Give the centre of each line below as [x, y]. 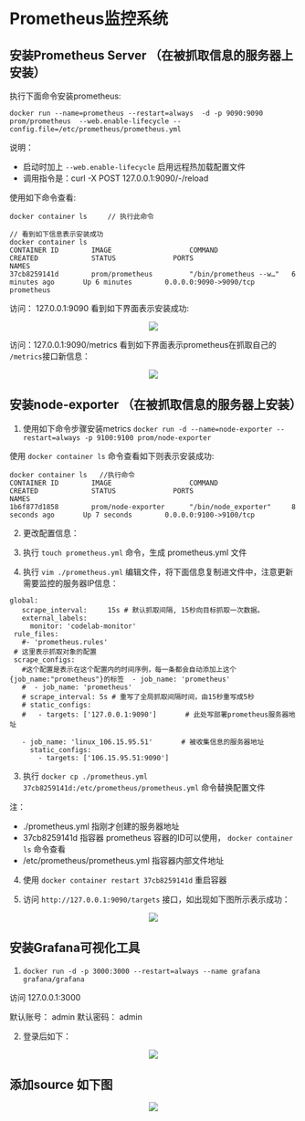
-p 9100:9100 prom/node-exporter [148, 438]
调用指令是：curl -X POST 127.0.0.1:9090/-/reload [116, 178]
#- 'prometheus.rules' [64, 642]
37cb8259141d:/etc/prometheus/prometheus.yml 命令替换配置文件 [144, 787]
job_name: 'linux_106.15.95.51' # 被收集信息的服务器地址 [147, 742]
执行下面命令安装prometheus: [65, 96]
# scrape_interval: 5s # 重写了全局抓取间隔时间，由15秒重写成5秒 [138, 697]
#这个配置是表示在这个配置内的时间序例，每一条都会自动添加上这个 [129, 669]
